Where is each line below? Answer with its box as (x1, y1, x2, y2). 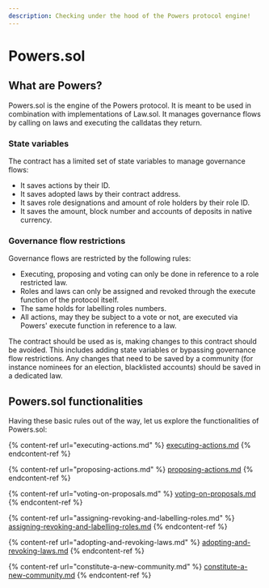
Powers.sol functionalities (8, 394, 144, 408)
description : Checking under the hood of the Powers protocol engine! (8, 11, 251, 20)
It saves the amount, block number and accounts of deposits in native (19, 206, 253, 215)
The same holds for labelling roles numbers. (19, 304, 167, 313)
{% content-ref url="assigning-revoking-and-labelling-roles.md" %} (8, 513, 236, 523)
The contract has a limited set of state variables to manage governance (8, 156, 246, 166)
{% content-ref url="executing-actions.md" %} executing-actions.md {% (8, 441, 252, 450)
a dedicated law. (8, 371, 63, 381)
